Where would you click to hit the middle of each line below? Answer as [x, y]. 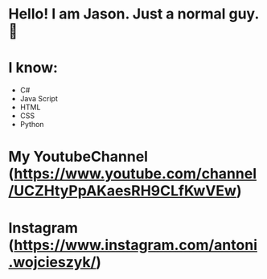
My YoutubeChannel [78, 157]
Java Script [39, 99]
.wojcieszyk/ [52, 262]
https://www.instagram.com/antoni [136, 245]
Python [32, 125]
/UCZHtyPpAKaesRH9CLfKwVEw [123, 191]
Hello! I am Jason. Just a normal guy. [133, 14]
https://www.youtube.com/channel [136, 174]
